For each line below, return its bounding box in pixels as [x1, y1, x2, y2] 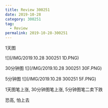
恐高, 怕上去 [5, 97, 30, 103]
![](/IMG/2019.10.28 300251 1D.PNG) [5, 55, 79, 60]
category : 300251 [5, 16, 41, 21]
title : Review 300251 [5, 7, 50, 12]
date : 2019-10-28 [5, 12, 41, 17]
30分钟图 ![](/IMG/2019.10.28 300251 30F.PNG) [5, 65, 102, 71]
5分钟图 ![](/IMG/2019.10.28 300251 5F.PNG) [5, 76, 97, 81]
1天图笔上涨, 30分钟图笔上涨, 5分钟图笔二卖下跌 [5, 86, 103, 92]
